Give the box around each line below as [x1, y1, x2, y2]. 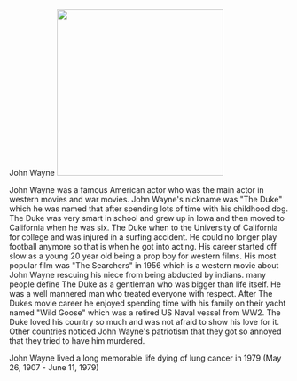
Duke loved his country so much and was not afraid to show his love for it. [9, 317, 280, 327]
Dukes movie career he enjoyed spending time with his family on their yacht [9, 298, 286, 308]
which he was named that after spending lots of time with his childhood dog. [9, 203, 289, 214]
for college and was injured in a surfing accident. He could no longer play [9, 232, 277, 242]
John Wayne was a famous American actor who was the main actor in [9, 185, 264, 194]
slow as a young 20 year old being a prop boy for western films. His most [9, 250, 277, 261]
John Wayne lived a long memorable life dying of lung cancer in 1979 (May [9, 353, 282, 363]
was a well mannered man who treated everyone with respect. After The [9, 289, 273, 298]
